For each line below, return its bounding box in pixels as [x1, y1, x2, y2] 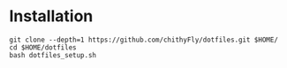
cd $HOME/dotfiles [9, 42, 77, 52]
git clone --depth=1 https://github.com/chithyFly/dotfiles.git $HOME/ [9, 35, 278, 44]
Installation [9, 6, 94, 26]
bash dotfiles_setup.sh [9, 50, 97, 59]
